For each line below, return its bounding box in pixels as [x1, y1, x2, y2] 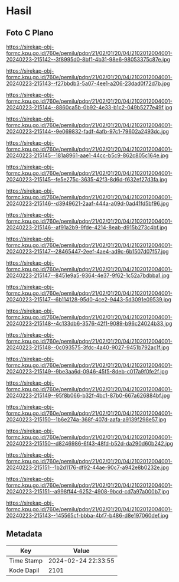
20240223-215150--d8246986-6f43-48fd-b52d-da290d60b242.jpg [6, 440, 173, 447]
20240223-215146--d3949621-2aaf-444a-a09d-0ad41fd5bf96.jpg [6, 200, 170, 207]
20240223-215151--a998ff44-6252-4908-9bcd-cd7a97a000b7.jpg [6, 488, 170, 495]
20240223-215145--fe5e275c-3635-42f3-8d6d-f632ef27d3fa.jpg [6, 176, 168, 183]
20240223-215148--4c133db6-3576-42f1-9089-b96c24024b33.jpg [6, 320, 173, 327]
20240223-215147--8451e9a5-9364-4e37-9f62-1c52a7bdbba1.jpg [6, 272, 170, 279]
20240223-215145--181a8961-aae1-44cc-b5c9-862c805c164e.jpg [6, 152, 169, 159]
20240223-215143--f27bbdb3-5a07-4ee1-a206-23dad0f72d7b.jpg [6, 80, 170, 87]
